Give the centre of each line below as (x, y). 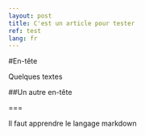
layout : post (30, 16)
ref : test (25, 31)
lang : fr (23, 38)
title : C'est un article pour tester (72, 23)
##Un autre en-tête (40, 93)
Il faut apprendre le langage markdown (72, 124)
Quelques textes (35, 76)
